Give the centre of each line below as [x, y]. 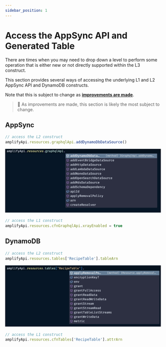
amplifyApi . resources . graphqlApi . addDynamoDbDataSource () [66, 142]
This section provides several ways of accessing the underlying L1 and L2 [80, 80]
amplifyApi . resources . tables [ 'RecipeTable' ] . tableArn [62, 259]
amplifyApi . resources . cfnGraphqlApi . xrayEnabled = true [64, 226]
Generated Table [40, 46]
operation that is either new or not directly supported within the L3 [73, 65]
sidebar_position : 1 [26, 10]
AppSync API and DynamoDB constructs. [47, 85]
